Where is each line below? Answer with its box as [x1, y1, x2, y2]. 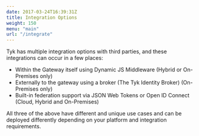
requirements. [6, 123, 41, 130]
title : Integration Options [6, 15, 78, 21]
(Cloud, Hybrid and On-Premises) [15, 98, 99, 106]
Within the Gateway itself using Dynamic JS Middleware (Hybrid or [15, 66, 182, 73]
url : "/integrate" [6, 31, 53, 37]
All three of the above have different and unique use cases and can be [6, 110, 182, 117]
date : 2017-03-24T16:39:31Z [6, 8, 78, 15]
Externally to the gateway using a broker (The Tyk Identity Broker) [15, 79, 180, 86]
